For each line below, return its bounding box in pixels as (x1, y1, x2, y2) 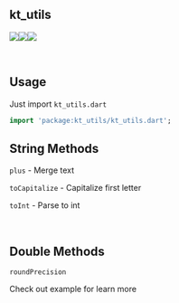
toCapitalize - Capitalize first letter (9, 183, 142, 194)
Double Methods (9, 243, 106, 259)
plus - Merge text (9, 165, 75, 175)
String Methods (9, 140, 99, 156)
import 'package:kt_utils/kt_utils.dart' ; (9, 116, 172, 125)
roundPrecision (9, 268, 67, 277)
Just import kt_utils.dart (9, 99, 107, 109)
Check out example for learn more (9, 284, 137, 295)
